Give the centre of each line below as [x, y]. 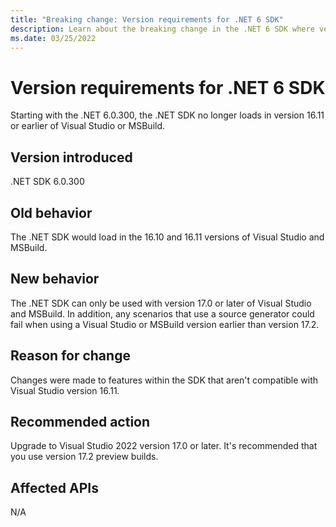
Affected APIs [54, 487]
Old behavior [51, 212]
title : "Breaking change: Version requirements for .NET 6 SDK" [147, 19]
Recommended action [80, 421]
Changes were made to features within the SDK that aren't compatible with [164, 380]
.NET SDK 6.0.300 [47, 182]
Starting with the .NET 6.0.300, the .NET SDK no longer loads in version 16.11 [167, 115]
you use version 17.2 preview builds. [84, 457]
